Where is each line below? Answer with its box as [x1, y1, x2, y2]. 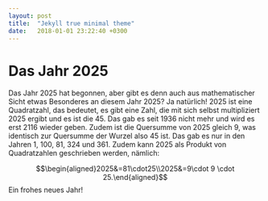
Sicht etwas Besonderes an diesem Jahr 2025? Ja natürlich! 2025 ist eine [8, 97, 253, 107]
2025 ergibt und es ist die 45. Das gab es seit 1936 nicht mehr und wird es [8, 114, 255, 124]
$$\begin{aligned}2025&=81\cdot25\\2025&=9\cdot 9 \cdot [35, 164, 235, 174]
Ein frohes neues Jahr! [8, 185, 84, 195]
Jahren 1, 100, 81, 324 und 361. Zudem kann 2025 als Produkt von [8, 140, 227, 149]
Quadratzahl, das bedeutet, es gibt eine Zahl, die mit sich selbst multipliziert [8, 106, 260, 115]
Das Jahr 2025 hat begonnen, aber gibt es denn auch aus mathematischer [8, 88, 255, 98]
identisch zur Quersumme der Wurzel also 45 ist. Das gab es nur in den [8, 131, 245, 141]
